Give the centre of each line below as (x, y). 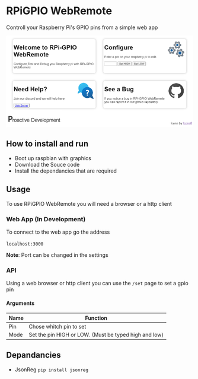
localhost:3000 (25, 244)
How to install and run (47, 144)
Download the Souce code (47, 164)
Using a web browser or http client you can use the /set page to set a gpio (97, 284)
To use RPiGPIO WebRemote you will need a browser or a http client (89, 203)
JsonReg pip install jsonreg (52, 370)
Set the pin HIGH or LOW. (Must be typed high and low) (96, 335)
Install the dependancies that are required (66, 171)
